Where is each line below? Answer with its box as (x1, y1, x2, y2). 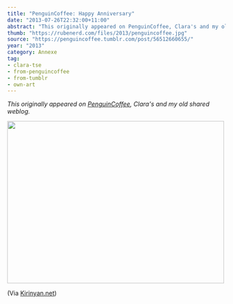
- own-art (7, 81, 36, 88)
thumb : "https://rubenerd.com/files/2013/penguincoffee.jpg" (7, 29, 188, 37)
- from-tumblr (7, 74, 49, 82)
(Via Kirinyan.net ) (7, 289, 57, 298)
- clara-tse (7, 62, 42, 69)
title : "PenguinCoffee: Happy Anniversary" (7, 10, 135, 17)
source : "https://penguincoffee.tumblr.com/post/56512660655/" (7, 36, 194, 43)
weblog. (7, 107, 31, 116)
